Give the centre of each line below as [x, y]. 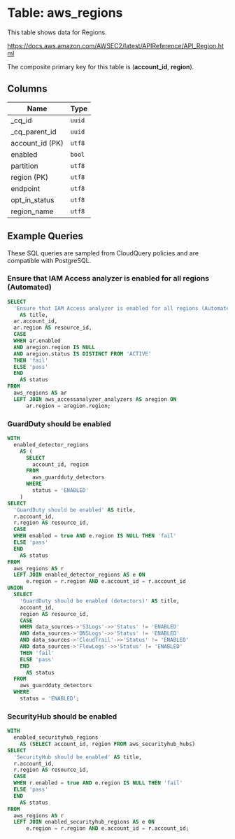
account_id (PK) [37, 143]
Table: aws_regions [65, 13]
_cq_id [21, 120]
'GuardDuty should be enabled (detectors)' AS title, [100, 601]
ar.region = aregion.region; [68, 406]
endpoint [26, 188]
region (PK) [30, 177]
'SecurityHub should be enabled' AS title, [78, 757]
